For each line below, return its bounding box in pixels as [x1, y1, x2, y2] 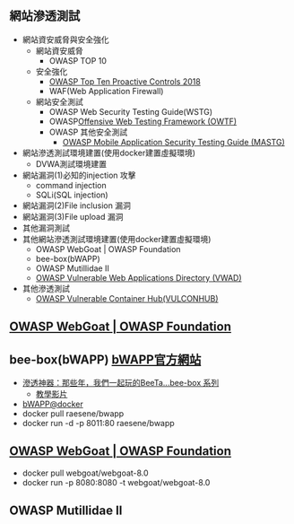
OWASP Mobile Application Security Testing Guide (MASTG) [62, 136, 285, 147]
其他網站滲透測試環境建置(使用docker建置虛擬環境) [22, 233, 212, 244]
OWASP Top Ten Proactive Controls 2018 [48, 75, 202, 87]
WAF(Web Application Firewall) [48, 85, 164, 96]
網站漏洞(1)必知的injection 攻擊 [22, 170, 136, 180]
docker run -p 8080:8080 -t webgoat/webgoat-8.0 [22, 476, 211, 487]
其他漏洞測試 [22, 223, 70, 233]
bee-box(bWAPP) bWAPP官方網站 [9, 352, 202, 367]
